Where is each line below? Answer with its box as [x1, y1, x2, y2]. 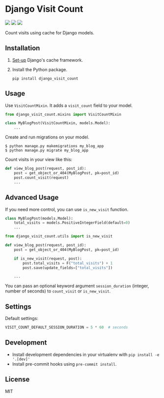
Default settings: [5, 316, 38, 321]
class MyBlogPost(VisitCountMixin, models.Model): [5, 121, 111, 126]
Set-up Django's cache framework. [12, 57, 83, 63]
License [5, 375, 30, 384]
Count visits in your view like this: [5, 157, 72, 162]
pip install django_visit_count [12, 76, 78, 81]
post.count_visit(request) [14, 175, 69, 180]
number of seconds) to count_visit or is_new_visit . [5, 288, 111, 294]
